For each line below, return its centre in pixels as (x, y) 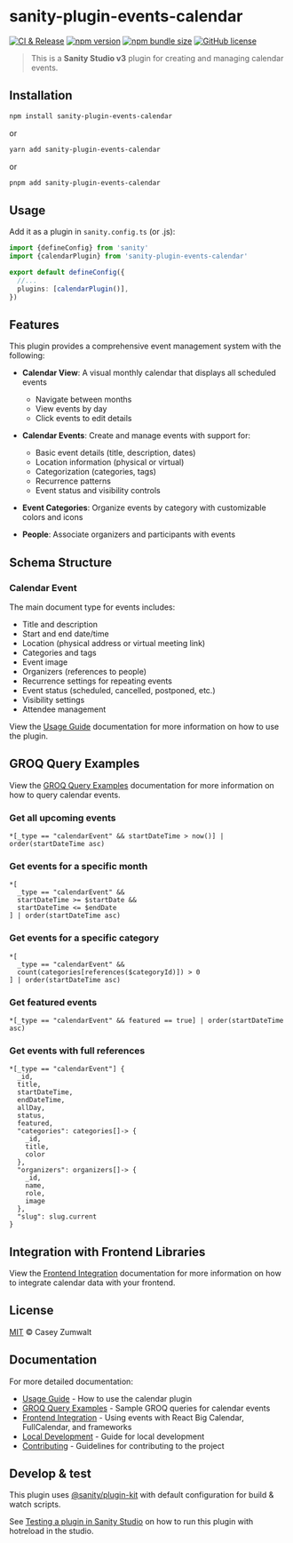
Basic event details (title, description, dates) (115, 453)
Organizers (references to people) (84, 671)
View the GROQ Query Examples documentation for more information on (142, 785)
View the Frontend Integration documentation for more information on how (145, 1274)
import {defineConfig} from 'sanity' (79, 248)
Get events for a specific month (79, 866)
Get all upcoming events (63, 818)
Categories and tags (59, 652)
